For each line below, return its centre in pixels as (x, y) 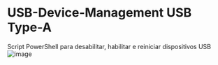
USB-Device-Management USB (100, 13)
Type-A (30, 27)
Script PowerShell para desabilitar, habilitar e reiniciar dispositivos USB (109, 46)
